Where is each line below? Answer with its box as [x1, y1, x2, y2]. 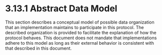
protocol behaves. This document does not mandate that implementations [5, 35, 157, 41]
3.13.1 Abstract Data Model [5, 3, 118, 14]
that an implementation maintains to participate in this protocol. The [5, 24, 144, 30]
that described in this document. [5, 45, 72, 51]
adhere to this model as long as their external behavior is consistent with [5, 40, 155, 46]
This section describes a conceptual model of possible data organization [5, 19, 155, 25]
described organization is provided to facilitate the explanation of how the [5, 29, 157, 35]
